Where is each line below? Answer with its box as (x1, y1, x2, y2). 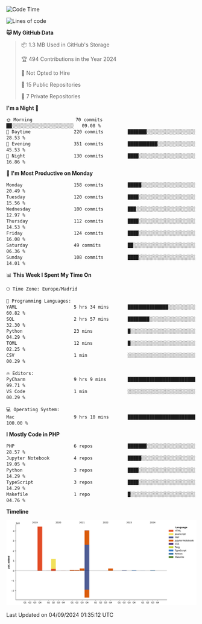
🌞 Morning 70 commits (6, 117, 103, 123)
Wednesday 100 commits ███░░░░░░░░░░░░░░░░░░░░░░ (6, 206, 196, 212)
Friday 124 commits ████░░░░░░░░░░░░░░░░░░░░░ (6, 230, 196, 236)
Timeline (6, 508, 29, 515)
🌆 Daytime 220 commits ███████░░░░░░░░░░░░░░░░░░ (6, 129, 196, 135)
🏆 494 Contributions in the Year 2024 (21, 55, 117, 63)
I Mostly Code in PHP (6, 431, 60, 438)
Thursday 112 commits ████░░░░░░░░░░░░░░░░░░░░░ (6, 218, 196, 224)
